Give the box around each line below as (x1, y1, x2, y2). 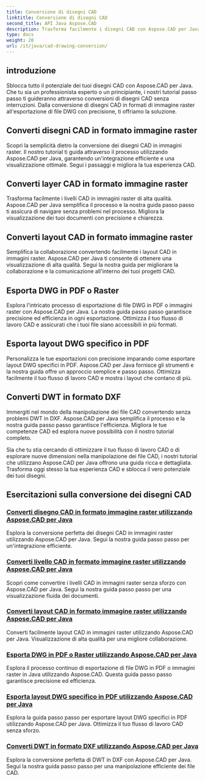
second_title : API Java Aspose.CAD (6, 20, 97, 26)
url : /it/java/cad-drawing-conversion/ (6, 43, 108, 49)
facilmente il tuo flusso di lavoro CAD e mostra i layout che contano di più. (6, 374, 192, 381)
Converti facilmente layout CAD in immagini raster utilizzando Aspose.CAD (6, 628, 193, 636)
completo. (6, 434, 32, 441)
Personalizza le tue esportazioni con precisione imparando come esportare (6, 355, 195, 362)
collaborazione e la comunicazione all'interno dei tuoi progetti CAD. (6, 268, 176, 275)
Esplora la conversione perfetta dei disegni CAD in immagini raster (6, 529, 173, 537)
